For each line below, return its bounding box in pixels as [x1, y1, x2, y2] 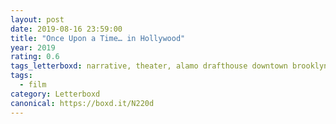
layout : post [10, 14, 65, 25]
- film [19, 80, 47, 90]
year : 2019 [10, 42, 56, 53]
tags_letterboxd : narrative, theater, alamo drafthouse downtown [10, 61, 288, 71]
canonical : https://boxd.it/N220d [10, 98, 155, 108]
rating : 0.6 [10, 52, 60, 62]
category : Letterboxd [10, 89, 101, 99]
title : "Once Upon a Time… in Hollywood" [10, 33, 186, 43]
